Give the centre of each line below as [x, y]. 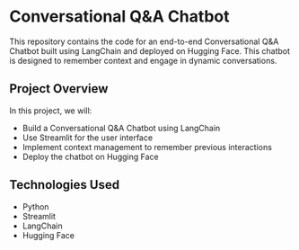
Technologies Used [64, 185]
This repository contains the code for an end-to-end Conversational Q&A [144, 41]
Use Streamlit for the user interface [88, 138]
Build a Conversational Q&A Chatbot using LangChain [121, 128]
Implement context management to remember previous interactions [147, 147]
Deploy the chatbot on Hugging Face [90, 156]
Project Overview [59, 89]
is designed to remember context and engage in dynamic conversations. [143, 60]
